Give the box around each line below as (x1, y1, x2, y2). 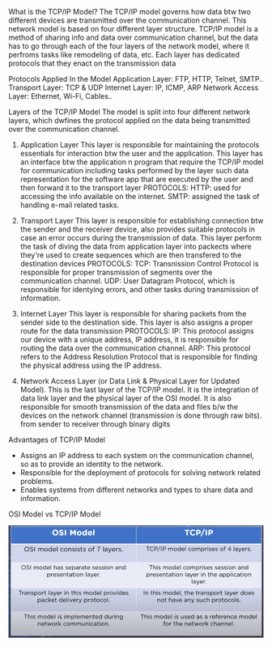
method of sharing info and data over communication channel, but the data (8, 32, 259, 42)
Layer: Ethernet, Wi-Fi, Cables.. (8, 91, 113, 100)
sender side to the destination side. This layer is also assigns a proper (19, 317, 253, 327)
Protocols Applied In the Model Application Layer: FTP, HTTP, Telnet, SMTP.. (8, 74, 264, 83)
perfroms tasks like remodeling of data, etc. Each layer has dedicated (8, 50, 240, 59)
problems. (19, 477, 54, 486)
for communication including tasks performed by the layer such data (19, 166, 249, 175)
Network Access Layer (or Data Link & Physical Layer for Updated (19, 376, 240, 385)
